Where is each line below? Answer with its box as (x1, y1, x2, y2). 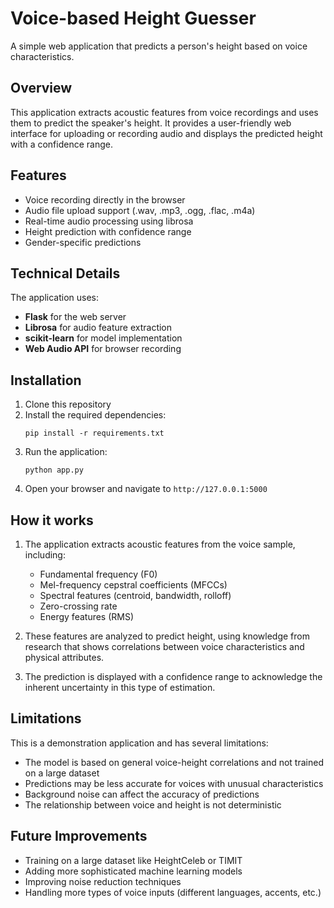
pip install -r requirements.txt (24, 428, 165, 439)
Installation (10, 372, 82, 389)
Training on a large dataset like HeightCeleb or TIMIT (24, 854, 243, 866)
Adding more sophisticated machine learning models (24, 865, 243, 877)
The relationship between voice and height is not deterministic (24, 798, 282, 811)
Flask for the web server (24, 311, 127, 323)
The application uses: (10, 292, 100, 304)
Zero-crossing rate (39, 600, 118, 612)
